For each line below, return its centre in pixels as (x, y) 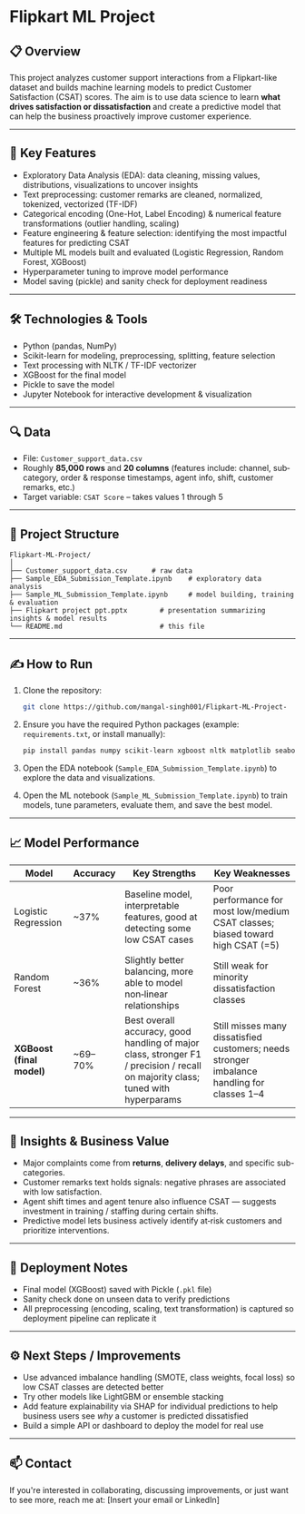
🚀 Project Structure (64, 534)
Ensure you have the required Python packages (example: (131, 724)
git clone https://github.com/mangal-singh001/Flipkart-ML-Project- (155, 707)
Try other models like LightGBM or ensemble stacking (123, 1397)
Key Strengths (165, 873)
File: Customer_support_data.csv (82, 458)
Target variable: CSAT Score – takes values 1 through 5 (123, 497)
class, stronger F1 (163, 1054)
